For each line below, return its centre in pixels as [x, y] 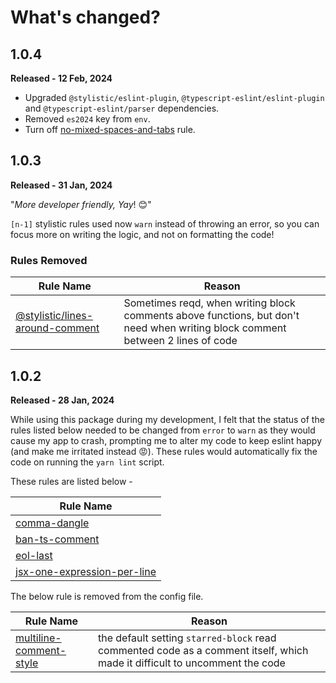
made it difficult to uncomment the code [191, 663]
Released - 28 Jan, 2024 [62, 400]
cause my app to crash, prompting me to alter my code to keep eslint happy [166, 440]
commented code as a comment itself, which [203, 650]
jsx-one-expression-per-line [86, 571]
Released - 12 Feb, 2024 [61, 78]
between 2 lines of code [180, 341]
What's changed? [85, 17]
